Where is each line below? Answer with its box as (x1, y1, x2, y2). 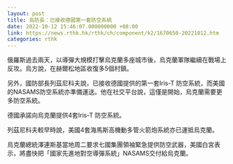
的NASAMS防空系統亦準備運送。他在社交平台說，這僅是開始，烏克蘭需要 (7, 88, 217, 96)
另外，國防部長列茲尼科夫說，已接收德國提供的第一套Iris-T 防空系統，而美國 (7, 79, 225, 87)
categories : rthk (7, 36, 58, 43)
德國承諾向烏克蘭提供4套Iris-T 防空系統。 (7, 111, 126, 120)
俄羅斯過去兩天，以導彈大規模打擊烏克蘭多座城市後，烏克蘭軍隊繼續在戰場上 (7, 56, 227, 64)
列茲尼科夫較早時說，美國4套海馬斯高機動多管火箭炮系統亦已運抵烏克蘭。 (7, 126, 219, 134)
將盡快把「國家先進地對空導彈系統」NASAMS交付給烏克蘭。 (19, 149, 193, 158)
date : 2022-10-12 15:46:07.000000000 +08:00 (7, 23, 138, 30)
